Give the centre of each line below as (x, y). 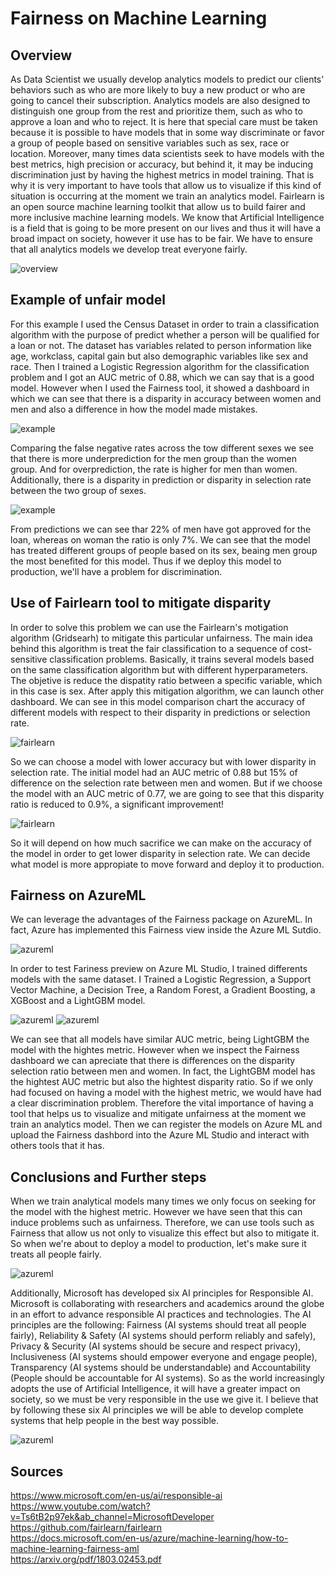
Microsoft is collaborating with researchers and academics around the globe (167, 1304)
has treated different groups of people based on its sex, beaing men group (164, 550)
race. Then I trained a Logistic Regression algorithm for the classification (160, 366)
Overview (41, 55)
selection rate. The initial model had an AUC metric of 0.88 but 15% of (154, 772)
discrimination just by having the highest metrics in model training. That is (162, 175)
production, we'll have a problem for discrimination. (116, 571)
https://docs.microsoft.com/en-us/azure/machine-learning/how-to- (149, 1538)
